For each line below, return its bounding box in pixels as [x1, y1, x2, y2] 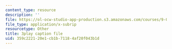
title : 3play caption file [5, 31, 63, 36]
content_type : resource [5, 7, 56, 13]
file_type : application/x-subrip [5, 21, 77, 27]
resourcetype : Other [5, 27, 50, 32]
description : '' [5, 12, 40, 17]
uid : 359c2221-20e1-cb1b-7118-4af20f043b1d [5, 36, 100, 41]
